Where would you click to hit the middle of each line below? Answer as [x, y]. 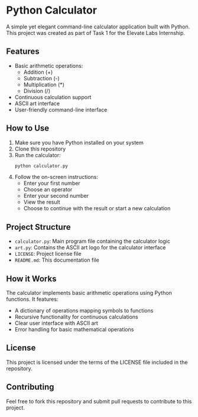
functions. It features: [32, 299]
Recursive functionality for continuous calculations [76, 317]
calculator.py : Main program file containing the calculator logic [92, 241]
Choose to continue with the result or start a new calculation [97, 209]
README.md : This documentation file [57, 260]
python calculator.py [41, 166]
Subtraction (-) [42, 78]
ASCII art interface [37, 103]
